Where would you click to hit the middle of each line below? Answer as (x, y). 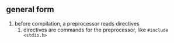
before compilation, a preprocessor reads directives (77, 23)
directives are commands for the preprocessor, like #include (96, 30)
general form (30, 10)
